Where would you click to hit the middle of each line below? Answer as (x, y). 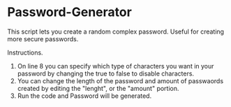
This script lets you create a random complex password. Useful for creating (116, 31)
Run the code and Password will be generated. (84, 96)
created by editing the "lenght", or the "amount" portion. (98, 88)
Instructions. (25, 52)
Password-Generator (70, 12)
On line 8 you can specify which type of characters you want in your (115, 66)
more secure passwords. (43, 38)
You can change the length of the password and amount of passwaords (120, 80)
